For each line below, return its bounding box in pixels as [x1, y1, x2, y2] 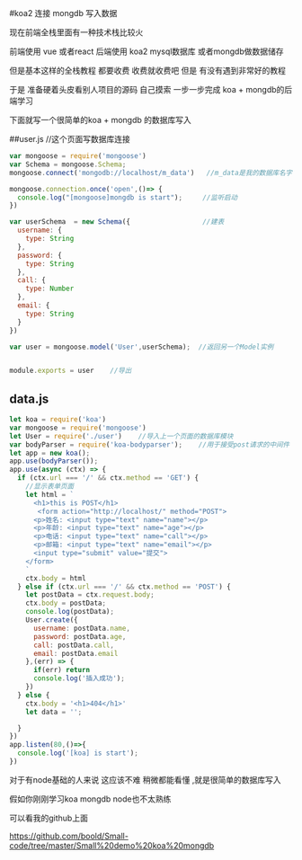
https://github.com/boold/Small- [9, 830, 129, 841]
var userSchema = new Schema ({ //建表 [9, 217, 225, 226]
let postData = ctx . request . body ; [25, 590, 155, 599]
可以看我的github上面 [9, 812, 88, 823]
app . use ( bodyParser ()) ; [9, 457, 99, 465]
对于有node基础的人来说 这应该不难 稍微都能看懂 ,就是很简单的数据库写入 [9, 774, 281, 785]
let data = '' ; [25, 707, 83, 716]
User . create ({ [25, 616, 78, 625]
